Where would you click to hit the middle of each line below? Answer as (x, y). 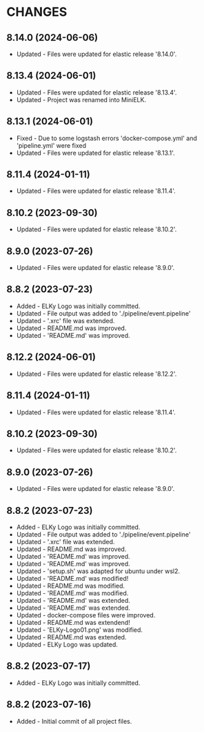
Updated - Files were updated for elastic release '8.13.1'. (95, 153)
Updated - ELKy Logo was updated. (67, 644)
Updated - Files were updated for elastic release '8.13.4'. (96, 92)
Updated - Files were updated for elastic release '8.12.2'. (96, 374)
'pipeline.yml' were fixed (51, 145)
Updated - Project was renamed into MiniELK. (81, 99)
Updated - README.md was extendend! (73, 622)
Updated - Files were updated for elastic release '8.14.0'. (96, 54)
